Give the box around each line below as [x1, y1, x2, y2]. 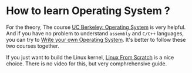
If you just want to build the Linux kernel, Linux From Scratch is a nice [6, 54, 174, 61]
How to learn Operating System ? [6, 4, 170, 18]
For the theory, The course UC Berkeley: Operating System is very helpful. [6, 24, 186, 31]
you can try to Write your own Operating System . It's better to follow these [6, 36, 186, 43]
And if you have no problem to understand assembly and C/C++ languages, [6, 29, 184, 36]
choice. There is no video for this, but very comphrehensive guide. [6, 60, 167, 67]
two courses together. [6, 42, 60, 49]
